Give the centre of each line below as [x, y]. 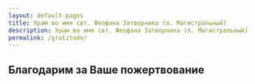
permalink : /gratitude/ [48, 38]
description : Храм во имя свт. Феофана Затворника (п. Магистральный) [128, 30]
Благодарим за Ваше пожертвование [107, 69]
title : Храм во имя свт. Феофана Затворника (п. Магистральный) [118, 23]
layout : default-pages [46, 15]
